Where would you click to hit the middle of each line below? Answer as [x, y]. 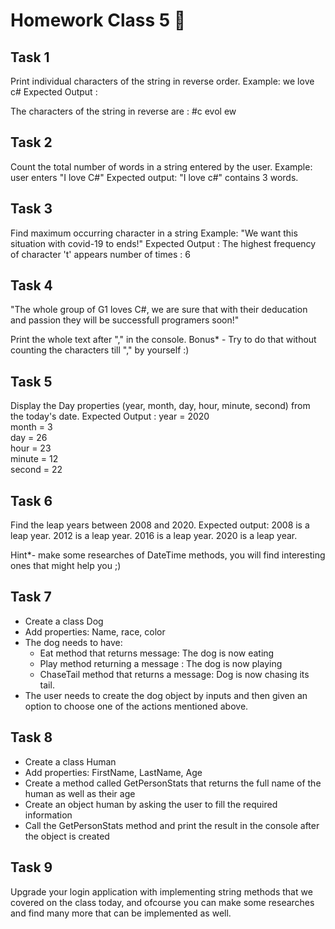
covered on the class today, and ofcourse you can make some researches [162, 902]
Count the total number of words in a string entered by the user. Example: [161, 166]
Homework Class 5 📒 [98, 20]
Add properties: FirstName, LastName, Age [113, 772]
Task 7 [31, 597]
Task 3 [31, 209]
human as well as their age [80, 793]
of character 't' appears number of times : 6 [100, 254]
